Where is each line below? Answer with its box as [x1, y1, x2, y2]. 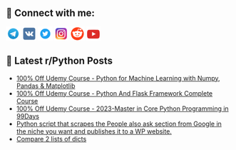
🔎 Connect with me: [6, 7, 95, 19]
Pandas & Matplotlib [16, 81, 76, 90]
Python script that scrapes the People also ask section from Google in [16, 119, 222, 128]
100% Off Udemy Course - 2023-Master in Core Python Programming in [16, 104, 229, 113]
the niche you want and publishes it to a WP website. [16, 126, 172, 136]
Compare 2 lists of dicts [16, 134, 87, 143]
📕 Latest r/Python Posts [6, 55, 113, 67]
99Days [16, 111, 40, 120]
